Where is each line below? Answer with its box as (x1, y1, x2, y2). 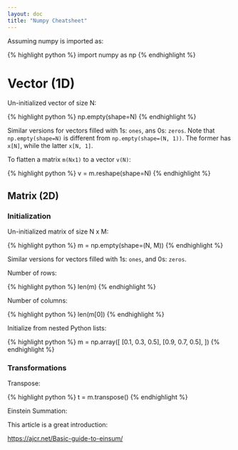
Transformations (7, 363, 67, 373)
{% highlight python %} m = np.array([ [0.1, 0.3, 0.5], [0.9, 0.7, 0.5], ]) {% (7, 337, 220, 346)
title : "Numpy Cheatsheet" (7, 17, 88, 24)
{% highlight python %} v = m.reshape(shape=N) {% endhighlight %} (7, 169, 211, 178)
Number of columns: (7, 296, 68, 305)
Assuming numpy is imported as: (7, 36, 104, 45)
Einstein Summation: (7, 407, 68, 415)
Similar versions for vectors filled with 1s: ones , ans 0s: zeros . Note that (7, 126, 215, 135)
